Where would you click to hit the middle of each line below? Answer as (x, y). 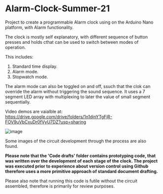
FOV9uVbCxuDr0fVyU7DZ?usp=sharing (46, 122)
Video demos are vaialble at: (34, 111)
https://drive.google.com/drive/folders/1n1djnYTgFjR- (59, 116)
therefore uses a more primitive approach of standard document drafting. (81, 171)
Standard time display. (35, 66)
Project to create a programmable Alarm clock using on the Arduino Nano (79, 22)
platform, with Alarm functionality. (39, 27)
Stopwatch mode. (30, 77)
